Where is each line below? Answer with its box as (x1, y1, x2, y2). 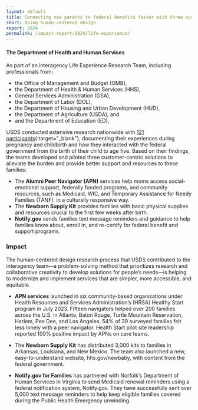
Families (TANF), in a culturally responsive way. (14, 196, 130, 204)
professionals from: (6, 68, 54, 76)
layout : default (6, 8, 46, 15)
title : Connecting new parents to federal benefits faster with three (6, 14, 183, 20)
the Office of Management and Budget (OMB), (14, 80, 127, 87)
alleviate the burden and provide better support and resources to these (6, 160, 179, 167)
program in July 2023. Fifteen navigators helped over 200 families (14, 305, 176, 312)
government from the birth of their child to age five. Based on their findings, (6, 147, 190, 155)
